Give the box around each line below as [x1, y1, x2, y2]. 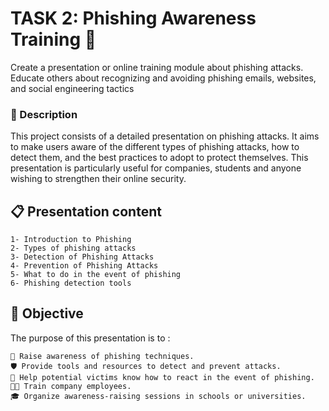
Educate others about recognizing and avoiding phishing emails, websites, [10, 72, 317, 84]
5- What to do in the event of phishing [10, 270, 182, 280]
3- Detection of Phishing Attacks [10, 252, 155, 262]
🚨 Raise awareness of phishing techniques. [10, 351, 195, 361]
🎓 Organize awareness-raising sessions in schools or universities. [10, 391, 307, 401]
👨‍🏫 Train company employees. [10, 381, 132, 391]
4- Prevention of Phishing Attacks [10, 261, 159, 271]
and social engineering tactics [10, 82, 135, 94]
